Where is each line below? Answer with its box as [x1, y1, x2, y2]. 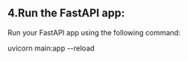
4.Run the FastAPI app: [7, 6, 125, 20]
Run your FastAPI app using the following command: [7, 27, 182, 37]
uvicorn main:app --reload [7, 43, 95, 53]
